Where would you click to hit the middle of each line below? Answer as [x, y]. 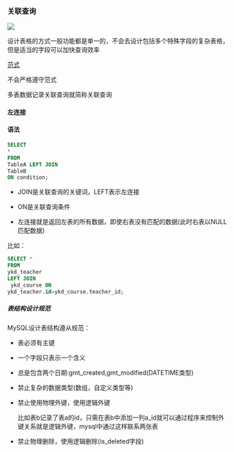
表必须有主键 [36, 342]
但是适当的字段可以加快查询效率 [53, 50]
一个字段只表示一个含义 [51, 358]
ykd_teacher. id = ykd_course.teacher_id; [66, 291]
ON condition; [28, 177]
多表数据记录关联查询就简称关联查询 [60, 95]
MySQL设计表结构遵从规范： [49, 327]
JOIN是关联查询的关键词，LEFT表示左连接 [78, 192]
